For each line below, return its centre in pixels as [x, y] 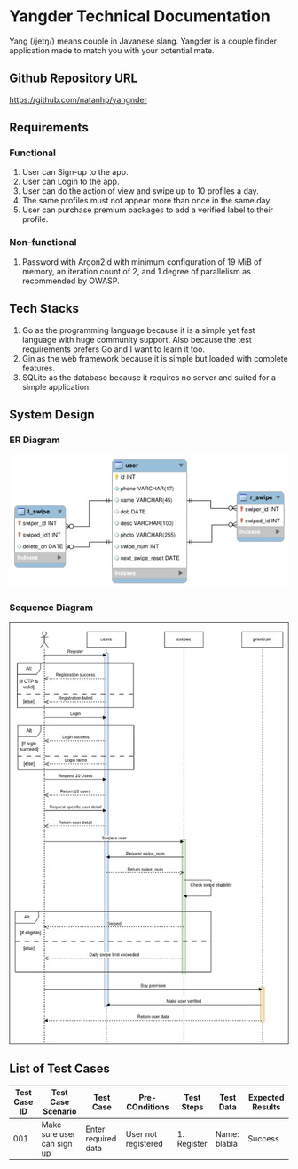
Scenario [60, 1111]
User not [141, 1133]
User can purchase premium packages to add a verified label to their [147, 210]
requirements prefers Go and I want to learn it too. [114, 349]
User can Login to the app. [71, 182]
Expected [266, 1097]
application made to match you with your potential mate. [112, 50]
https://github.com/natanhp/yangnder [78, 99]
